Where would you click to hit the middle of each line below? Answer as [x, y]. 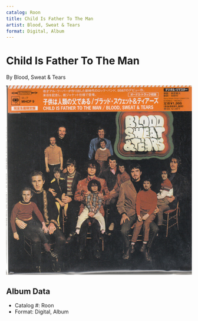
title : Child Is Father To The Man [50, 19]
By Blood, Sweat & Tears [36, 77]
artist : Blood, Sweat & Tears [43, 25]
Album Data [28, 291]
